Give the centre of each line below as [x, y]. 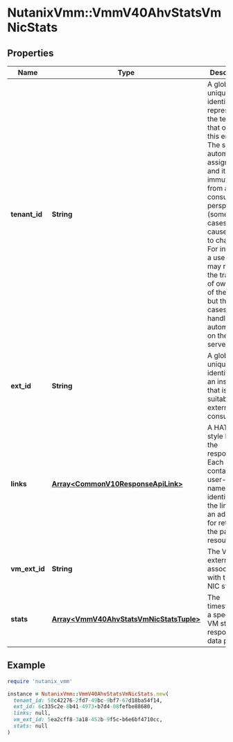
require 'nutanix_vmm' [40, 681]
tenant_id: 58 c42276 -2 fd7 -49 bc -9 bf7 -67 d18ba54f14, [88, 700]
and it [216, 171]
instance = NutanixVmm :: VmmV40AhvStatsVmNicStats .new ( [88, 694]
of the [217, 292]
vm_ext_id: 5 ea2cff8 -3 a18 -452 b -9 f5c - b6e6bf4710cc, [88, 720]
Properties [31, 53]
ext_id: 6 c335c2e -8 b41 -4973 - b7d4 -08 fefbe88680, [84, 707]
